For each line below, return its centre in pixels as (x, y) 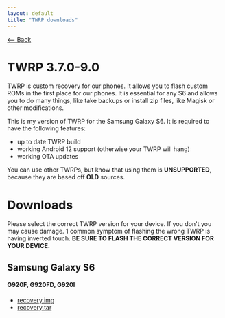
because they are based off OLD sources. (66, 177)
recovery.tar (34, 307)
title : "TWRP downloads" (43, 20)
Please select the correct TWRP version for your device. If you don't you (109, 224)
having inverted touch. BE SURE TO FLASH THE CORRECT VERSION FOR (110, 238)
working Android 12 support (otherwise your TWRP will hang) (103, 149)
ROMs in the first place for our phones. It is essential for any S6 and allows (113, 93)
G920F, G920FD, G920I (41, 285)
